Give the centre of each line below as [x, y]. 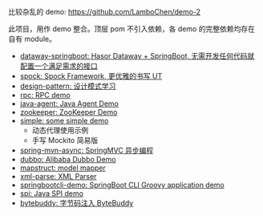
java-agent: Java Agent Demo [69, 104]
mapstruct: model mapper [63, 168]
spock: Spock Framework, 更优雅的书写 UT [91, 76]
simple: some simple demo [64, 120]
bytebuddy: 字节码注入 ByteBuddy [77, 203]
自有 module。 [32, 39]
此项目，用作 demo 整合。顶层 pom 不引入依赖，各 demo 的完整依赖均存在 [131, 29]
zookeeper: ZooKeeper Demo [69, 112]
